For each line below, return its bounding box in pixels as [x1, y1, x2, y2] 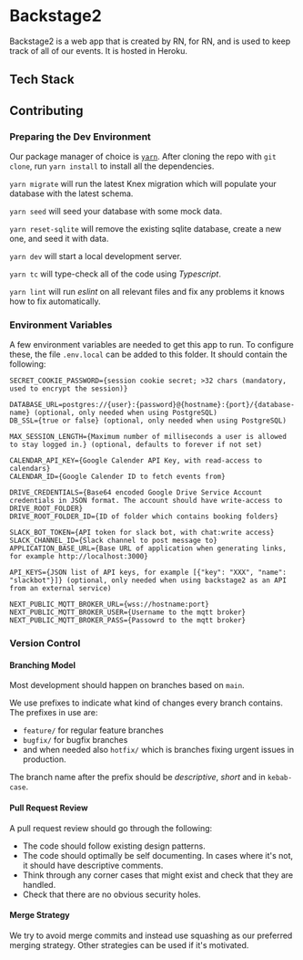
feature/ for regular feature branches [22, 725, 164, 736]
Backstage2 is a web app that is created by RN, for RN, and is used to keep [9, 36, 291, 47]
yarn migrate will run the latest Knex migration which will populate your [9, 179, 277, 190]
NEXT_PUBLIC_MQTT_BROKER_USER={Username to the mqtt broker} [9, 608, 247, 617]
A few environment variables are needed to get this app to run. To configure [9, 339, 294, 350]
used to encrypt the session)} [9, 384, 128, 393]
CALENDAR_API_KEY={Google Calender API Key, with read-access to [9, 456, 262, 465]
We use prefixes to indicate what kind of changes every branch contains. [9, 697, 284, 708]
